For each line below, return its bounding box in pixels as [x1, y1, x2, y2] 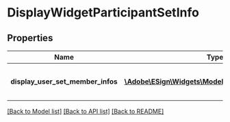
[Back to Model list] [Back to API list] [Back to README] [7, 108, 164, 115]
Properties [7, 32, 53, 44]
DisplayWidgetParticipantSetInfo [7, 5, 200, 21]
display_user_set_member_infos [10, 77, 118, 86]
